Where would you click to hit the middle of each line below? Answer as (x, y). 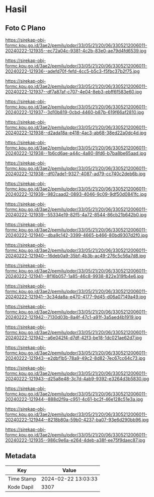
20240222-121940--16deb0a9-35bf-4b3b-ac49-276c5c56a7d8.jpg (75, 256)
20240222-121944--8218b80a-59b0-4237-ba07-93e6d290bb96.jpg (77, 420)
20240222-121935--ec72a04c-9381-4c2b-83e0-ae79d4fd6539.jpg (76, 51)
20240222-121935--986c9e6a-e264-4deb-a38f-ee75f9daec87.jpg (75, 440)
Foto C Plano (25, 28)
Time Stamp (22, 479)
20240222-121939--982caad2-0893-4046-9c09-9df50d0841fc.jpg (76, 194)
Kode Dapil (21, 487)
